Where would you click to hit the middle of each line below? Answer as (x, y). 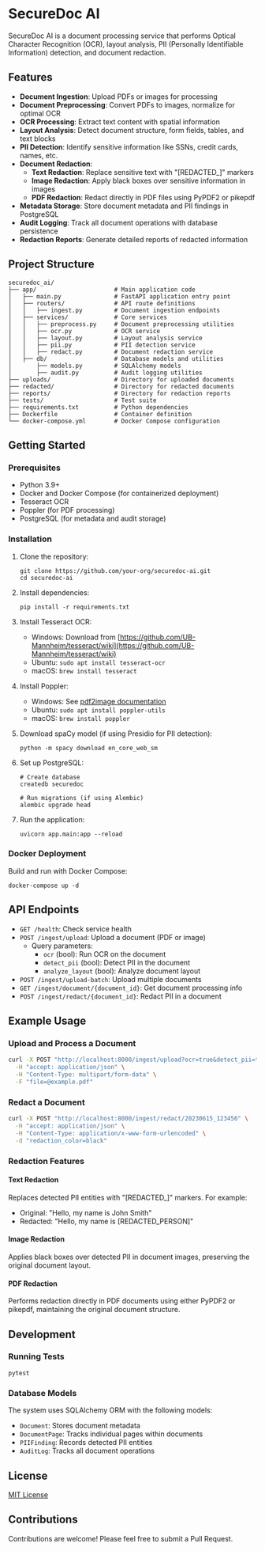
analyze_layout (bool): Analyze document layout (122, 971)
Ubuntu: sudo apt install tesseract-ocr (98, 662)
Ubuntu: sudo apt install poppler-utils (98, 710)
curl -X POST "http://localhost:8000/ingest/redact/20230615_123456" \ (128, 1119)
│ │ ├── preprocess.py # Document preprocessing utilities (121, 324)
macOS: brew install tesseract (84, 670)
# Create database (50, 777)
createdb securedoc (52, 784)
